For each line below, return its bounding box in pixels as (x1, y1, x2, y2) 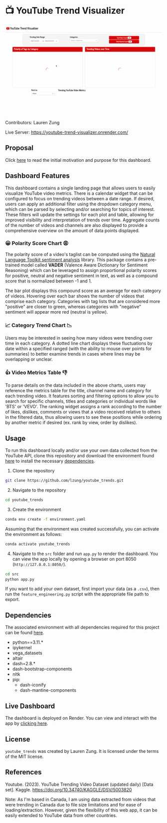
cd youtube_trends (5, 497, 43, 502)
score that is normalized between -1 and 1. (5, 278, 92, 284)
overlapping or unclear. (5, 356, 53, 362)
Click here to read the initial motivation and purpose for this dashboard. (5, 157, 152, 163)
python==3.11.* (12, 639, 43, 645)
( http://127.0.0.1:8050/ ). (12, 561, 66, 567)
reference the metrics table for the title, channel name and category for (5, 388, 152, 394)
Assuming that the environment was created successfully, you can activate (5, 525, 160, 532)
